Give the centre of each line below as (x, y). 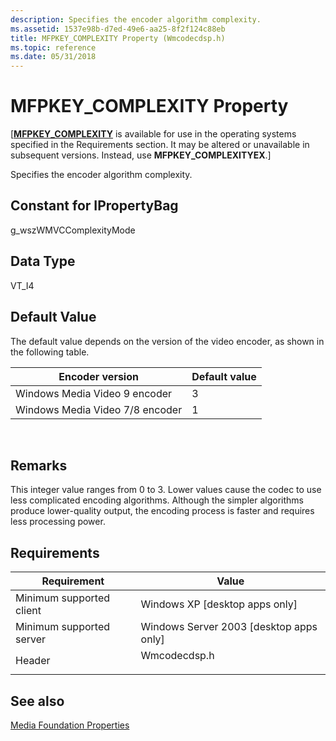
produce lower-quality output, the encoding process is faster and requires (162, 511)
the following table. (50, 352)
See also (37, 701)
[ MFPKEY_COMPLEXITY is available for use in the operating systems (153, 134)
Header (33, 661)
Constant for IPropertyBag (94, 206)
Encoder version (98, 376)
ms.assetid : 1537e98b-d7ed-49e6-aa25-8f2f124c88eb (118, 29)
